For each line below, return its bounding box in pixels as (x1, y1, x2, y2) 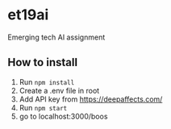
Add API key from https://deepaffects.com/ (19, 94, 163, 104)
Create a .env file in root (19, 85, 100, 95)
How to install (7, 56, 78, 69)
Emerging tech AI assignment (7, 32, 106, 42)
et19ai (7, 6, 49, 24)
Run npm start (19, 102, 68, 112)
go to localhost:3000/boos (19, 111, 108, 121)
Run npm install (19, 77, 75, 86)
